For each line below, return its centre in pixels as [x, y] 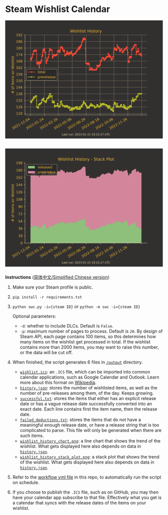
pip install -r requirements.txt [47, 297]
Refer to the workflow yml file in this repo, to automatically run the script [87, 477]
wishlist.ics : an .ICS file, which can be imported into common [85, 371]
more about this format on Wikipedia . [58, 382]
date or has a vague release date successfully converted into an [86, 403]
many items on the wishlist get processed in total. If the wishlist [85, 341]
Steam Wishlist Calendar [58, 9]
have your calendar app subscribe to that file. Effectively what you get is [87, 497]
